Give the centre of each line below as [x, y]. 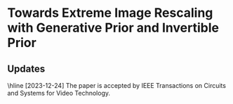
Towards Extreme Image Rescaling [110, 13]
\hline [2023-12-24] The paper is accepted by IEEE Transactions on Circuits [117, 85]
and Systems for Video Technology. [59, 93]
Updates [26, 69]
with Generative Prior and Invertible [113, 28]
